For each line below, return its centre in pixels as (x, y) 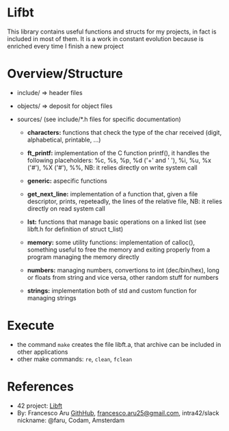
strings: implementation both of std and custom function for (112, 290)
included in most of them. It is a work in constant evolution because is (105, 38)
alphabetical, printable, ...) (64, 140)
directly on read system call (66, 208)
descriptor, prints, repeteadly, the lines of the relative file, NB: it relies (124, 201)
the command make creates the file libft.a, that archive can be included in (119, 344)
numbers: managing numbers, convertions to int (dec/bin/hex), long (123, 270)
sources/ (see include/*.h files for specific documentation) (99, 119)
